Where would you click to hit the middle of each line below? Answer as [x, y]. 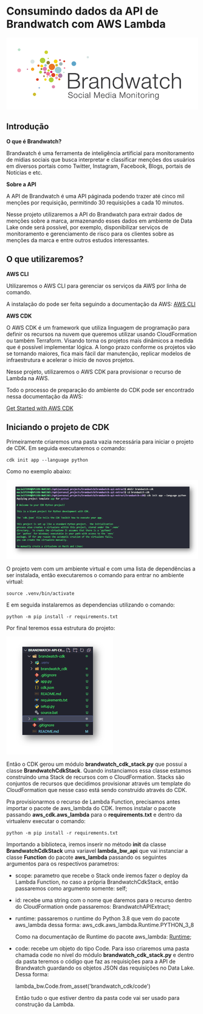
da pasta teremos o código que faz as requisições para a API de [95, 961]
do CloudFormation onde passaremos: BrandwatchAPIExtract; [93, 906]
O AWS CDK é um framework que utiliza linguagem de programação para [98, 327]
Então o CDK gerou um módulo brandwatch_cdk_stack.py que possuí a [97, 764]
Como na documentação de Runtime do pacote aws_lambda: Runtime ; [103, 936]
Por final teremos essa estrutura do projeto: [61, 628]
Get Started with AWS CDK [40, 408]
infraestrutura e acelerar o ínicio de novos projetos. [71, 359]
